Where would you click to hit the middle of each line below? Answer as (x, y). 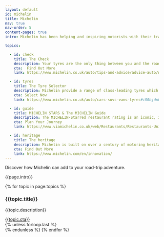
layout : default (21, 10)
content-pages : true (26, 32)
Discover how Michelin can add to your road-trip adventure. (65, 168)
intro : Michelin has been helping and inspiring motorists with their (78, 37)
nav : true (15, 23)
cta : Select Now (31, 95)
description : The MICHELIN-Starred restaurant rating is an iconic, (85, 118)
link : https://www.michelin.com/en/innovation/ (63, 154)
